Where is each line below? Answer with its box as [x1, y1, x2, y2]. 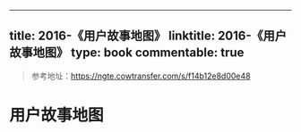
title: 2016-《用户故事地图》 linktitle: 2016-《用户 [9, 29, 288, 44]
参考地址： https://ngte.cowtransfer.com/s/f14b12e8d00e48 [30, 70, 251, 81]
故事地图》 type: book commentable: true [9, 45, 245, 61]
